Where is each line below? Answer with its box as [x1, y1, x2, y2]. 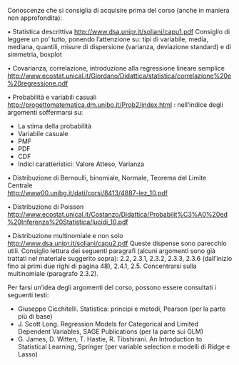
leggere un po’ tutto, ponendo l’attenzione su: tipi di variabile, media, [7, 35, 209, 43]
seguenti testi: [7, 291, 49, 299]
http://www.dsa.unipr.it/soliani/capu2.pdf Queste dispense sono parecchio [7, 239, 227, 247]
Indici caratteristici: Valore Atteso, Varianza [17, 160, 145, 168]
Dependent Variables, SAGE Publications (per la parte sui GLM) [17, 327, 203, 336]
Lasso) [17, 350, 38, 359]
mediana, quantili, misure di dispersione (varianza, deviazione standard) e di [7, 43, 232, 51]
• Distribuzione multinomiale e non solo [7, 232, 123, 240]
